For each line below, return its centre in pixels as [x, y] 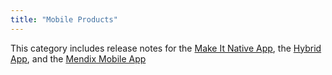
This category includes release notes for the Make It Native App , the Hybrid [166, 48]
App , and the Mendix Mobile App [78, 58]
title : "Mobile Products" [64, 19]
